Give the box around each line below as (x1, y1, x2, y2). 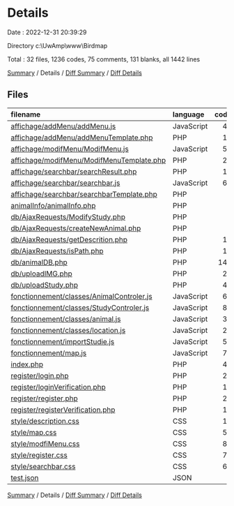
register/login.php (10, 371, 69, 380)
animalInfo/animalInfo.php (10, 200, 96, 210)
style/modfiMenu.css (10, 438, 80, 448)
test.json (10, 472, 39, 482)
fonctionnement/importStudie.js (10, 336, 115, 346)
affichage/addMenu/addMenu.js (10, 121, 116, 131)
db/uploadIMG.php (10, 269, 73, 278)
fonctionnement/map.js (10, 348, 87, 357)
